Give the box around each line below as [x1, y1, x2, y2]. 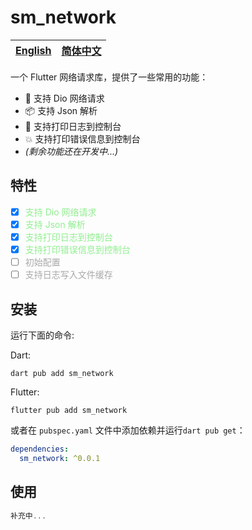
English [15, 43, 52, 57]
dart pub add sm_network [10, 368, 114, 378]
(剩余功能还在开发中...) [24, 145, 119, 157]
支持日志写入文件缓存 [24, 269, 113, 281]
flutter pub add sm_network [10, 405, 128, 415]
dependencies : [10, 444, 70, 454]
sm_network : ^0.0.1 [19, 453, 101, 463]
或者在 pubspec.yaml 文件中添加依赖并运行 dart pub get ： [10, 424, 246, 436]
